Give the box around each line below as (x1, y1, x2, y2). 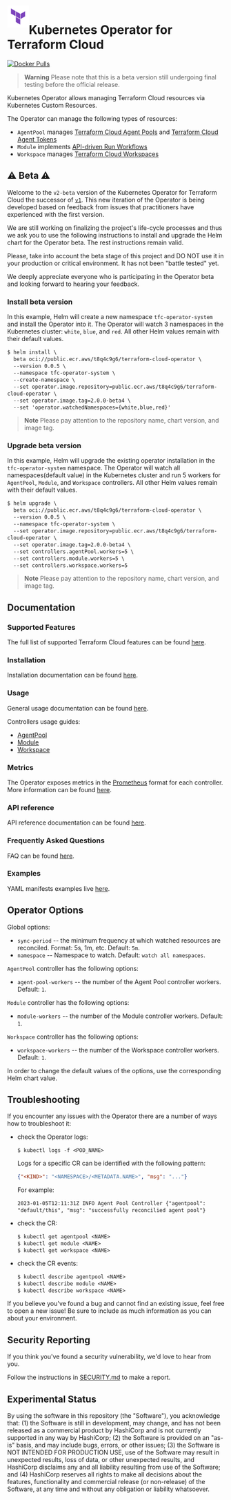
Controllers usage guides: (7, 717, 81, 726)
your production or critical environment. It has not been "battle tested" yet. (7, 259, 219, 267)
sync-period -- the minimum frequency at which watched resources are (17, 936, 221, 944)
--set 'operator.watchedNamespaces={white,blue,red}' (13, 404, 171, 412)
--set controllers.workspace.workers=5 (13, 562, 128, 569)
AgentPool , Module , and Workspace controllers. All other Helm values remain (7, 479, 218, 487)
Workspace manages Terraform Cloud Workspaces (17, 150, 159, 158)
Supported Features (7, 622, 76, 632)
